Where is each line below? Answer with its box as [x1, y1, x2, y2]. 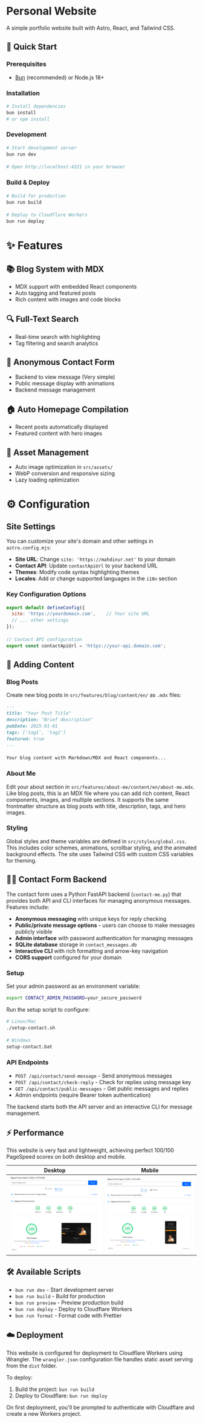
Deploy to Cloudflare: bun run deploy [14, 1392, 108, 1399]
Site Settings [6, 522, 56, 532]
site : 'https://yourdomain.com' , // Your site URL [11, 611, 150, 617]
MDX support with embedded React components [14, 283, 137, 290]
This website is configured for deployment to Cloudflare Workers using [6, 1349, 183, 1356]
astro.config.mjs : [6, 544, 51, 551]
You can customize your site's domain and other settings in [6, 537, 154, 545]
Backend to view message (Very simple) [14, 373, 115, 381]
